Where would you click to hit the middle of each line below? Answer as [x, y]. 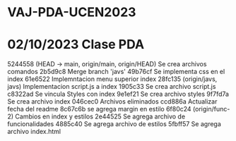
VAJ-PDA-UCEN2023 [72, 12]
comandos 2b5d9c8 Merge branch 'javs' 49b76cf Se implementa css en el [116, 72]
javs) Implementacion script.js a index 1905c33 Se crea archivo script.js [112, 87]
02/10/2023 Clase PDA [76, 45]
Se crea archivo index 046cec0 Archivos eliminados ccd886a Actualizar [112, 102]
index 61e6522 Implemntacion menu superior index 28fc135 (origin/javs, [112, 79]
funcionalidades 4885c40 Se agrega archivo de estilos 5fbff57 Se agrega [114, 124]
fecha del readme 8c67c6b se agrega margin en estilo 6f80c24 [100, 109]
